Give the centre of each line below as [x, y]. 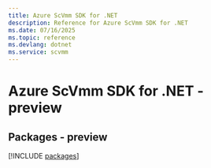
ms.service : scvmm [38, 52]
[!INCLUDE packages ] [44, 156]
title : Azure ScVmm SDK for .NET [63, 15]
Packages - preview [58, 137]
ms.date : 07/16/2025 [42, 30]
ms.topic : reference [42, 37]
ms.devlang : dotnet [40, 45]
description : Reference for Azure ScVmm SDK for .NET [98, 23]
